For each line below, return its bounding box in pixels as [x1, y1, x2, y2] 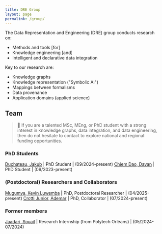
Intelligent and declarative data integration [12, 55, 98, 61]
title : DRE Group [5, 7, 41, 12]
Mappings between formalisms [12, 85, 75, 90]
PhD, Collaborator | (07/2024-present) [70, 195, 148, 201]
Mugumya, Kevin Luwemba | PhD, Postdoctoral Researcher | [5, 190, 127, 196]
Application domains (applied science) [12, 95, 90, 101]
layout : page [5, 12, 32, 17]
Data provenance [12, 89, 48, 96]
